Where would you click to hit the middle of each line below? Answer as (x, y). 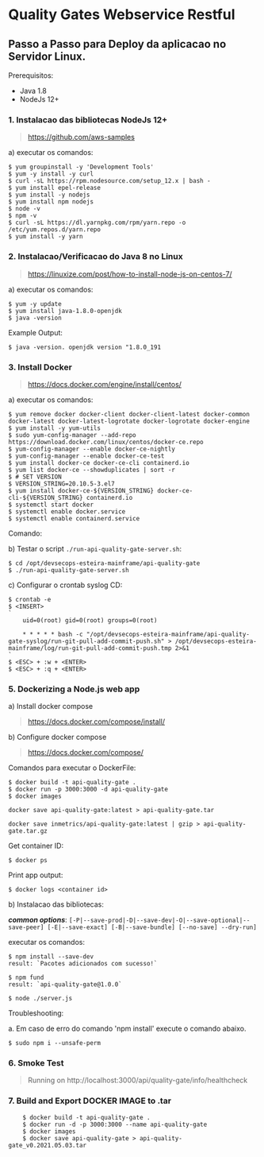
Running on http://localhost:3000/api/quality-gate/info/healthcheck (138, 1080)
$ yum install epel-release (55, 188)
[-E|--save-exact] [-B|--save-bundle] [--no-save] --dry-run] (152, 927)
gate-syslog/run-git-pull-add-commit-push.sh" (86, 641)
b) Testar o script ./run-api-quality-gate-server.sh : (95, 548)
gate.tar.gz (28, 831)
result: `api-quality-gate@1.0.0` (65, 985)
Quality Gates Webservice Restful (122, 15)
